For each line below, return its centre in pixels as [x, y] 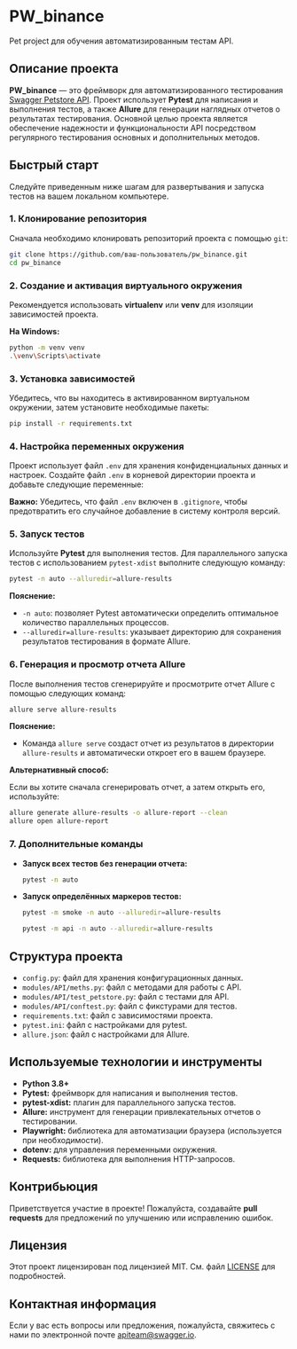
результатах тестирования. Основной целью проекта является [129, 118]
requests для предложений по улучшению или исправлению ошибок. [141, 1218]
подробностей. [38, 1276]
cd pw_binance [35, 263]
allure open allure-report [59, 821]
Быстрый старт [54, 165]
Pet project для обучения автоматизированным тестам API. [121, 41]
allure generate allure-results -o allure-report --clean [118, 813]
